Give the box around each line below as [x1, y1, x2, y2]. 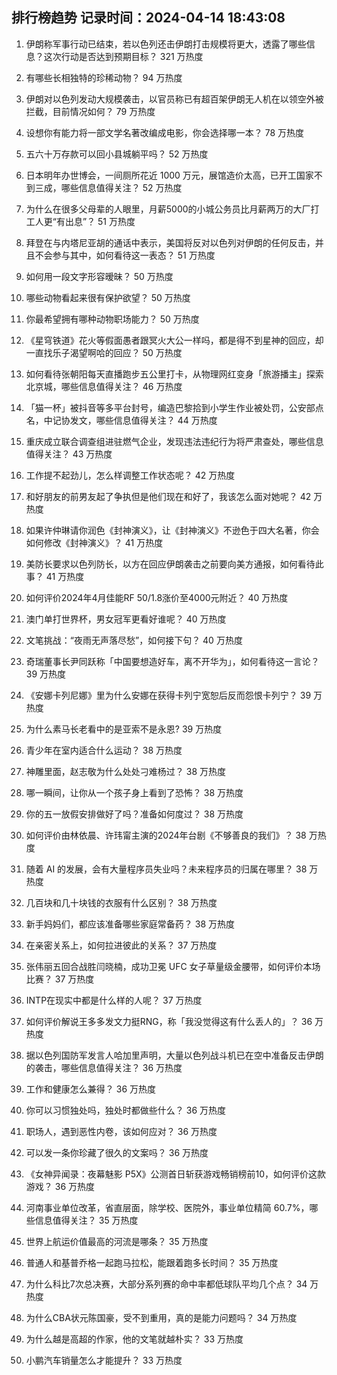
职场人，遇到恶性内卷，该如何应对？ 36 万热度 [25, 1125, 218, 1137]
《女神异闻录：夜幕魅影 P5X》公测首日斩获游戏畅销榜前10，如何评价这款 [25, 1168, 327, 1180]
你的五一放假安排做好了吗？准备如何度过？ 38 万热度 [25, 808, 244, 820]
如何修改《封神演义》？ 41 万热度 [25, 536, 164, 548]
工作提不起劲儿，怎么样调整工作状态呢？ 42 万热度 [25, 469, 236, 481]
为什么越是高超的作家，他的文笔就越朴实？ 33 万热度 [25, 1333, 244, 1345]
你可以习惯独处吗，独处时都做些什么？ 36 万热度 [25, 1104, 226, 1116]
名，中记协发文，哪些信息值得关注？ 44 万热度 [25, 414, 218, 426]
